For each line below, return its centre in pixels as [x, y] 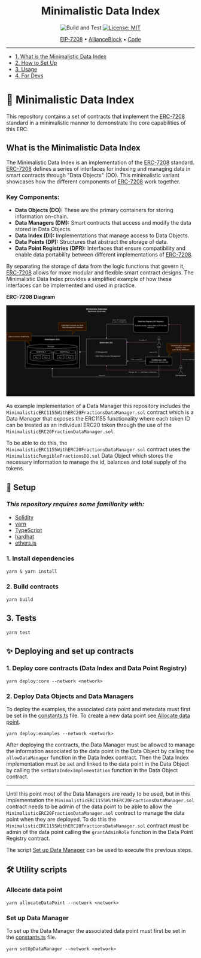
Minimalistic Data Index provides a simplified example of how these [89, 279]
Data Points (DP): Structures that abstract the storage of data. [92, 241]
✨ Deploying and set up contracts [70, 651]
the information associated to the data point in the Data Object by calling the [100, 751]
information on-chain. [42, 216]
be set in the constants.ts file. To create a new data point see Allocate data [98, 716]
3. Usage [26, 69]
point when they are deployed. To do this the [61, 820]
